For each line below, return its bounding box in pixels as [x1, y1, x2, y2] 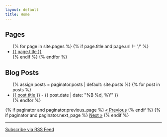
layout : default [5, 7, 39, 12]
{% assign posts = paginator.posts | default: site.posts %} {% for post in [12, 81, 161, 87]
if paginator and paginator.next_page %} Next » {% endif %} [5, 112, 129, 118]
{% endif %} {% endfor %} [12, 54, 68, 60]
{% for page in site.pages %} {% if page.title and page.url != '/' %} [12, 43, 149, 50]
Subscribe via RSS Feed [5, 127, 55, 133]
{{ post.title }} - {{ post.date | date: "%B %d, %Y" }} [12, 92, 118, 98]
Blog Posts [5, 68, 39, 77]
